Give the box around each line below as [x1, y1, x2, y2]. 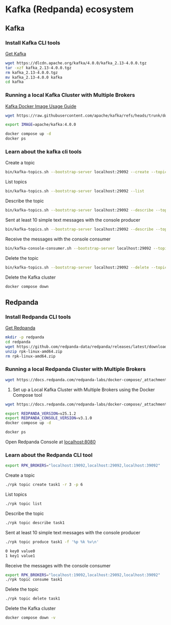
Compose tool [12, 392, 42, 398]
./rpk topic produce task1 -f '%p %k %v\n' [5, 539, 99, 545]
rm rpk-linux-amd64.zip [5, 354, 56, 359]
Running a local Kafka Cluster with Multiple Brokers [5, 92, 135, 99]
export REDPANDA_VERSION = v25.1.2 [5, 411, 76, 416]
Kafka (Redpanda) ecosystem [5, 4, 134, 15]
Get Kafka [5, 50, 26, 57]
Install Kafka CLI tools [5, 39, 61, 46]
